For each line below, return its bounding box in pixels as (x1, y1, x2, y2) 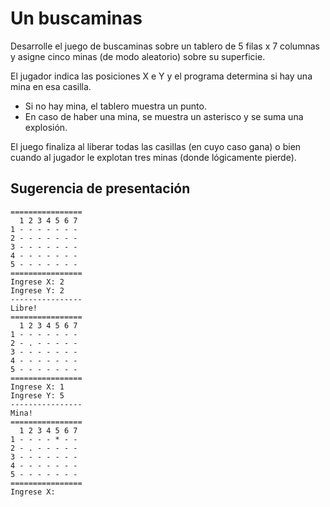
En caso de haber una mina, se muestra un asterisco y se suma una (24, 110, 304, 122)
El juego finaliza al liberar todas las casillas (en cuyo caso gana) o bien (10, 140, 302, 152)
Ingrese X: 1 (10, 382, 65, 392)
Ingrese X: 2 (10, 277, 65, 287)
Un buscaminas (10, 7, 143, 30)
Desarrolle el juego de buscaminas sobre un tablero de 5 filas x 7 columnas (10, 40, 320, 52)
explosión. (24, 121, 68, 133)
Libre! (10, 303, 38, 313)
